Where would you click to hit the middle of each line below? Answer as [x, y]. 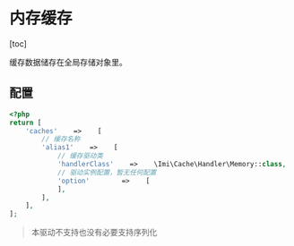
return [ [26, 123]
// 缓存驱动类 [80, 156]
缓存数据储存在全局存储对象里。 [68, 62]
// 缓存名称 [61, 140]
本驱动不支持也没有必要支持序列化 [94, 233]
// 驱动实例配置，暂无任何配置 [107, 172]
